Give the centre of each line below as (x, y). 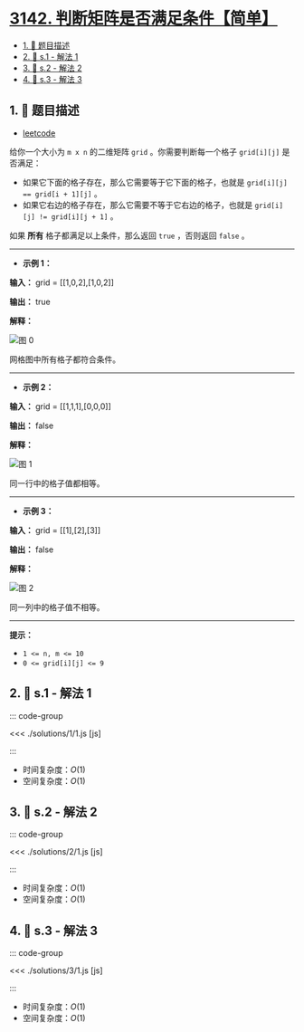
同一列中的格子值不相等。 (57, 607)
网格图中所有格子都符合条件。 (65, 359)
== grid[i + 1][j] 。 (62, 193)
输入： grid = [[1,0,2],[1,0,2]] (62, 282)
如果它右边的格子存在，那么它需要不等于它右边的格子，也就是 (138, 205)
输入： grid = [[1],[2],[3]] (55, 530)
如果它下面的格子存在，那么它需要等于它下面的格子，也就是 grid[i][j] (155, 182)
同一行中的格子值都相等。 (57, 483)
